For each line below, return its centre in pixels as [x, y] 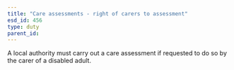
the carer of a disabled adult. [49, 61]
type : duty [23, 27]
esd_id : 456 [25, 20]
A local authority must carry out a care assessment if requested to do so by [117, 53]
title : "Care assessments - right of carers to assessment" [98, 14]
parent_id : [23, 33]
